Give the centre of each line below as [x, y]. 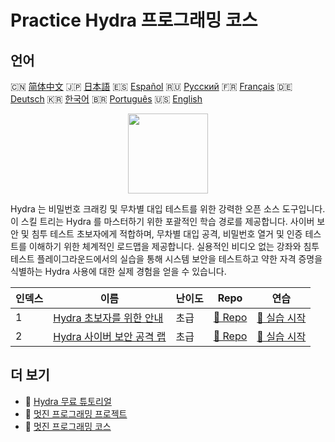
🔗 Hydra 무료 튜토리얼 [68, 401]
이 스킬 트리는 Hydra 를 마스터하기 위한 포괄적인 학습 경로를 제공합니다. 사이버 [162, 221]
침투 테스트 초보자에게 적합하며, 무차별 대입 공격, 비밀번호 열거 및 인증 [167, 234]
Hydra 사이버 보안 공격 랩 [110, 336]
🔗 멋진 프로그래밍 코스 [68, 426]
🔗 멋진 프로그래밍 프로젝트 [76, 413]
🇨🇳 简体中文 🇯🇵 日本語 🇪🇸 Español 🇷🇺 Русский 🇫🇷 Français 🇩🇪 [151, 86]
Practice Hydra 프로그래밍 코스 [134, 20]
